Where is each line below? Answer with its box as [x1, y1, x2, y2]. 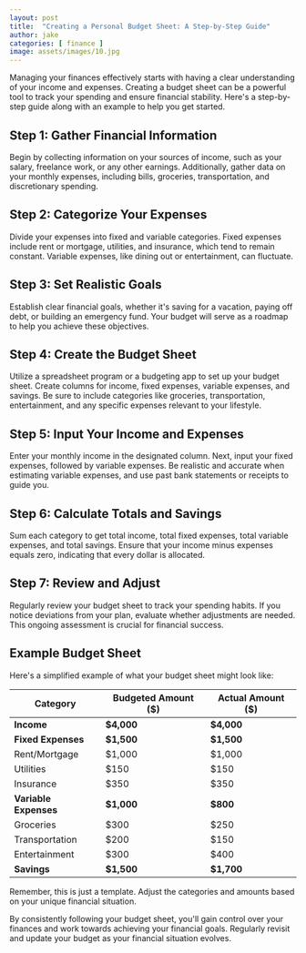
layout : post [9, 13, 59, 23]
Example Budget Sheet [9, 645, 141, 661]
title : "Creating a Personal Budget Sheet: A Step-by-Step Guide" [9, 22, 271, 31]
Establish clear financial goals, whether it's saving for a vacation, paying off [9, 301, 293, 312]
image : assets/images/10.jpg [9, 47, 120, 56]
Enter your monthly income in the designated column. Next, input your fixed [9, 451, 293, 461]
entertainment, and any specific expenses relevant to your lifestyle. [9, 400, 262, 411]
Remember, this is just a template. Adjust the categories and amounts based [9, 886, 295, 897]
